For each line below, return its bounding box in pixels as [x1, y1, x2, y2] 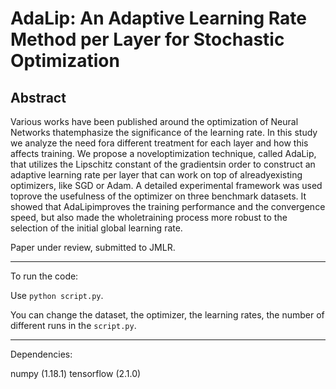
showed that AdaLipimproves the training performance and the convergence [10, 201, 326, 212]
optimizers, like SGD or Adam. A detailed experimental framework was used [10, 180, 323, 191]
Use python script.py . [10, 290, 104, 301]
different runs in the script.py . [10, 320, 137, 331]
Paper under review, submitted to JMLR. [10, 242, 176, 253]
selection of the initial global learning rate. [10, 222, 183, 234]
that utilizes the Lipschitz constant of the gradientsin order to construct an [10, 158, 316, 170]
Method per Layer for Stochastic [10, 28, 285, 51]
